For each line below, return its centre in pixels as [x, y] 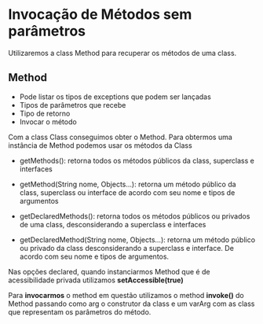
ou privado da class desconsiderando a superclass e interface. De [126, 248]
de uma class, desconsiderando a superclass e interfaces [113, 224]
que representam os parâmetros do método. [80, 311]
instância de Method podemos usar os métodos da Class [100, 145]
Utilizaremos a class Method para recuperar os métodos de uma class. [122, 53]
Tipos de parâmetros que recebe [73, 105]
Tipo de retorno [45, 113]
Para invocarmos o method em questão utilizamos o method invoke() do [126, 295]
